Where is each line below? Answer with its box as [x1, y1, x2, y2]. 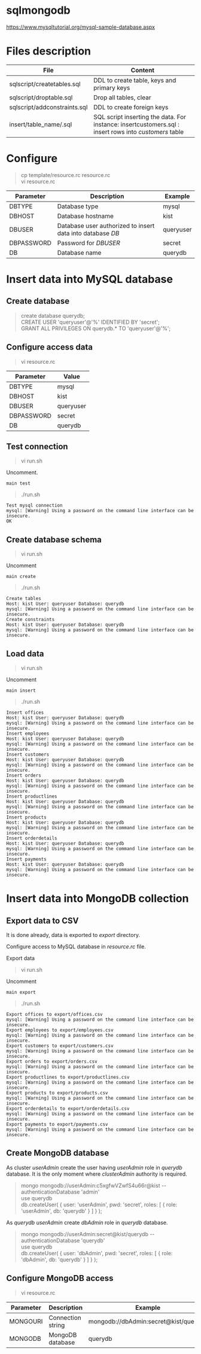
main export [6, 990, 36, 996]
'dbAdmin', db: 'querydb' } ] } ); [20, 1256, 98, 1263]
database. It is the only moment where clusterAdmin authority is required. [6, 1170, 187, 1177]
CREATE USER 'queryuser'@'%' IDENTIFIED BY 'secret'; [20, 318, 160, 325]
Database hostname [57, 212, 114, 220]
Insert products [6, 814, 47, 820]
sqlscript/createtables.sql [9, 80, 81, 88]
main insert [6, 687, 36, 694]
